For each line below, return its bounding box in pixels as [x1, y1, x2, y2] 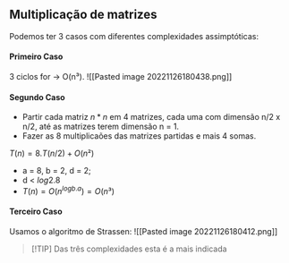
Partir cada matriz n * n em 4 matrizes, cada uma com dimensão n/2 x [21, 112, 281, 123]
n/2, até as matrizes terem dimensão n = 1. [21, 121, 180, 132]
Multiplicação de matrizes [9, 7, 157, 22]
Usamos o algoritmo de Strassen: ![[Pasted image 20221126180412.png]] [9, 226, 278, 237]
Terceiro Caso [9, 206, 63, 217]
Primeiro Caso [9, 51, 64, 62]
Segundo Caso [9, 91, 65, 102]
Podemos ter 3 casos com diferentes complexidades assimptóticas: [9, 30, 259, 41]
